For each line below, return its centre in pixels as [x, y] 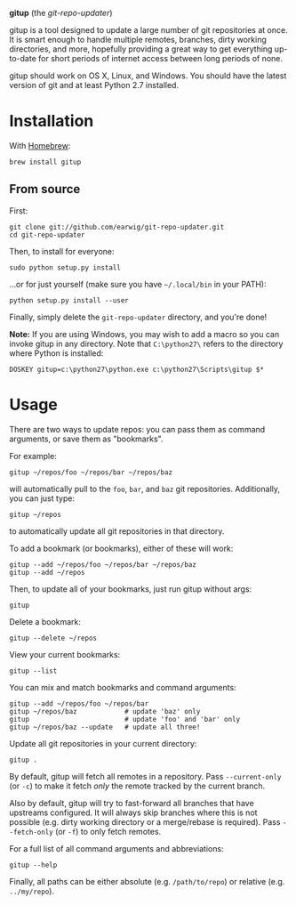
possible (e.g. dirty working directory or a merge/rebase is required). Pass [145, 821]
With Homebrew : [40, 145]
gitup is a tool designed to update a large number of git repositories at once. [148, 30]
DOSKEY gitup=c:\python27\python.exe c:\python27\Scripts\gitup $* [137, 369]
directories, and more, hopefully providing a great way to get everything [141, 49]
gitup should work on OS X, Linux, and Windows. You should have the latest [148, 76]
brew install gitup [45, 162]
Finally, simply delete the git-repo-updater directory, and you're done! [138, 317]
